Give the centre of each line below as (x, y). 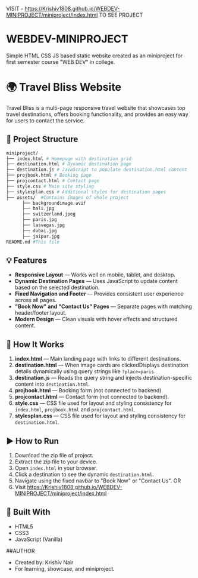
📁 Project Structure (42, 139)
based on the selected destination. (57, 288)
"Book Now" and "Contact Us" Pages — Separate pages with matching (103, 306)
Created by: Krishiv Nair (44, 562)
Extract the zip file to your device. (56, 462)
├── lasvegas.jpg (43, 225)
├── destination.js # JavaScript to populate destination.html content (97, 170)
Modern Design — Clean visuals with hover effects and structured (96, 319)
